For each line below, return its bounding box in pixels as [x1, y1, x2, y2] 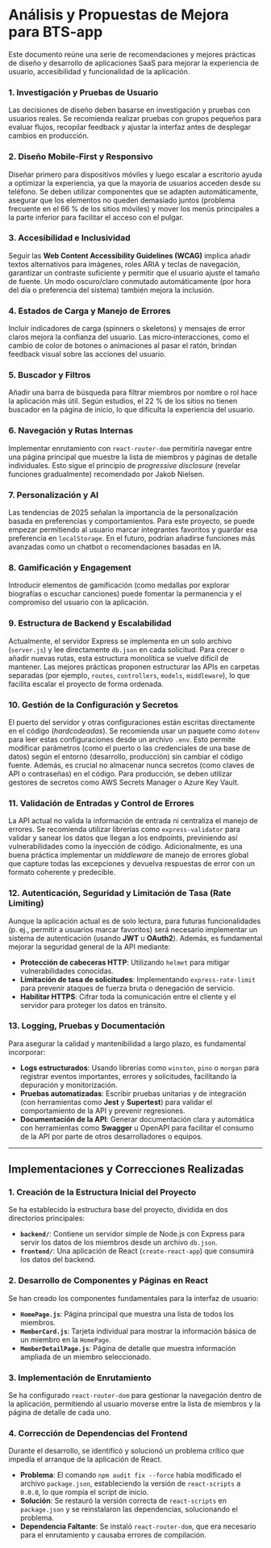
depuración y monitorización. [19, 1080, 118, 1090]
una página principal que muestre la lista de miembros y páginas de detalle [8, 452, 258, 462]
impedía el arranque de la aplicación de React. [8, 1454, 163, 1464]
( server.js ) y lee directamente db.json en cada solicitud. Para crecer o [8, 644, 244, 655]
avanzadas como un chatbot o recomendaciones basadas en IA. [8, 542, 222, 552]
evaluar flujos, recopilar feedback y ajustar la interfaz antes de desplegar [8, 123, 252, 132]
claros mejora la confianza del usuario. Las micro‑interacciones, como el [8, 333, 250, 342]
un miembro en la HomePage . [19, 1334, 111, 1345]
